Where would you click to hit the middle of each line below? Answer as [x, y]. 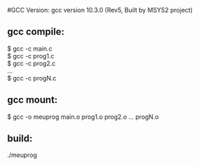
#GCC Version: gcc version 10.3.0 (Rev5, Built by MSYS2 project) [100, 10]
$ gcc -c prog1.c [31, 56]
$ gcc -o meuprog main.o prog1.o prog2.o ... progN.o [83, 117]
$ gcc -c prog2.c [31, 63]
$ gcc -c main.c [30, 49]
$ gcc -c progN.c [32, 78]
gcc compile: [36, 32]
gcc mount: [32, 100]
